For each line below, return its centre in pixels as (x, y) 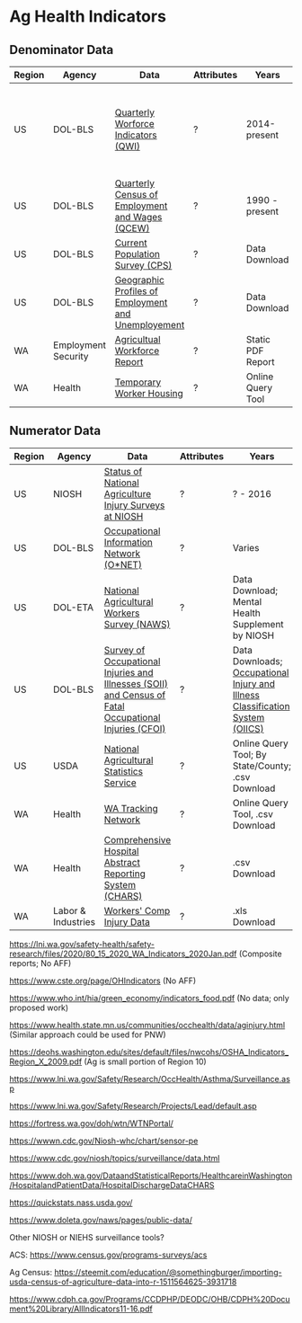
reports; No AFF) (40, 963)
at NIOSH (124, 516)
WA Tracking (131, 808)
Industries (75, 921)
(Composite (260, 954)
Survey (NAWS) (137, 624)
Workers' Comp (137, 910)
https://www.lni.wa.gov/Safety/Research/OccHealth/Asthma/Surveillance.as (150, 1079)
